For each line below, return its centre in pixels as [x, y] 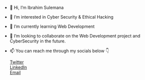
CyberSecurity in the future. [37, 41]
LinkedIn [18, 67]
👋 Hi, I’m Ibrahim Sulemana [37, 8]
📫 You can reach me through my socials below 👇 [59, 51]
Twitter [17, 62]
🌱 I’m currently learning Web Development [52, 26]
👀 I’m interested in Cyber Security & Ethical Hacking [61, 17]
